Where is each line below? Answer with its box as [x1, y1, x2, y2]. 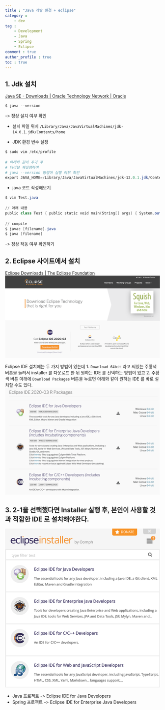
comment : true [5, 49, 36, 54]
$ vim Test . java [5, 195, 38, 200]
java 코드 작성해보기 [12, 185, 51, 191]
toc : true [5, 59, 27, 65]
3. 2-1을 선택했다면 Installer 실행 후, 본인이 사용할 [5, 505, 148, 514]
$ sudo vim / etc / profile [5, 149, 56, 154]
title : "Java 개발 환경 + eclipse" [5, 8, 76, 13]
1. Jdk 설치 [5, 80, 37, 88]
